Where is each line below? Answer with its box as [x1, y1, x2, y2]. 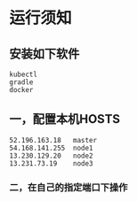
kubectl [9, 70, 38, 79]
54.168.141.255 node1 [9, 143, 93, 152]
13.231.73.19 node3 [9, 158, 93, 168]
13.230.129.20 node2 [9, 151, 93, 160]
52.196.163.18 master [9, 135, 98, 144]
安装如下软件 [9, 46, 80, 61]
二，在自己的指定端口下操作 [9, 181, 128, 193]
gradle [9, 78, 34, 87]
